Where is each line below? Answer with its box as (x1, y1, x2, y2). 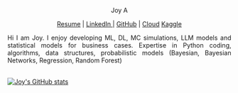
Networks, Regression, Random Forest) (7, 56, 122, 65)
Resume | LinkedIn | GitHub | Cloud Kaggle (56, 20, 183, 28)
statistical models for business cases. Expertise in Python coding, (7, 41, 232, 49)
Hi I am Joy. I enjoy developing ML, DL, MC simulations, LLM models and (7, 33, 232, 42)
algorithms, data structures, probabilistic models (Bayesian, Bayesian (7, 49, 232, 57)
